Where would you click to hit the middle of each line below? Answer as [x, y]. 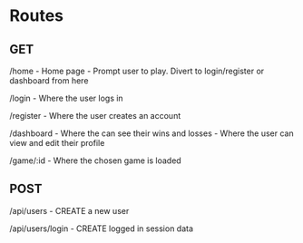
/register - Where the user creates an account [95, 116]
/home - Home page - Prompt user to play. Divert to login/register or [137, 71]
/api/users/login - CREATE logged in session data [101, 228]
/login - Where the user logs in [67, 98]
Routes [36, 16]
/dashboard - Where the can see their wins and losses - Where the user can [151, 133]
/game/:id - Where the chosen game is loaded [95, 160]
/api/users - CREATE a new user [69, 210]
